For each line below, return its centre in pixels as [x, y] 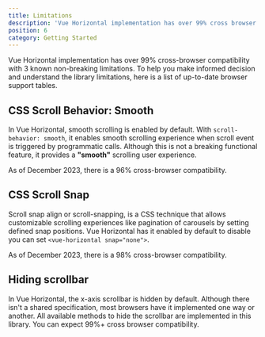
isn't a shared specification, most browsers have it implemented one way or [131, 307]
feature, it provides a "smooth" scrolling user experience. [102, 155]
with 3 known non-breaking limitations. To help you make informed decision [132, 69]
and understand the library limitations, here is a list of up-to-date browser [128, 77]
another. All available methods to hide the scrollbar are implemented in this [130, 316]
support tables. [33, 86]
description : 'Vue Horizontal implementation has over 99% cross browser [132, 23]
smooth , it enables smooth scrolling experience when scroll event [149, 138]
